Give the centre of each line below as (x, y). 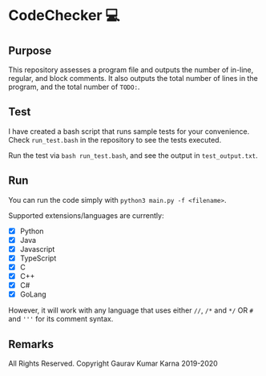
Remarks (31, 344)
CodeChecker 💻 (64, 16)
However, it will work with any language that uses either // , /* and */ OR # (131, 310)
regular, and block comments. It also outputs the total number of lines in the (133, 78)
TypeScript (38, 258)
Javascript (37, 249)
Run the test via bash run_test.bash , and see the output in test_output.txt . (133, 155)
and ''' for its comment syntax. (61, 319)
